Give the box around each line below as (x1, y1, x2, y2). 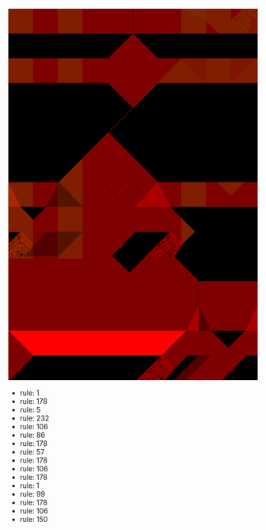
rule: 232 (19, 413, 50, 423)
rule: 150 (19, 515, 48, 524)
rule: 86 (19, 430, 46, 440)
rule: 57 (19, 447, 45, 457)
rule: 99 (19, 490, 46, 499)
